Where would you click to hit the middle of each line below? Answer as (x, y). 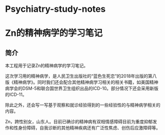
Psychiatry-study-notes (55, 9)
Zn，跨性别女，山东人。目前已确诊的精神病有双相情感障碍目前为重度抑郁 (79, 122)
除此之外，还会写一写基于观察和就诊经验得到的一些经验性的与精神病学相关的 (83, 105)
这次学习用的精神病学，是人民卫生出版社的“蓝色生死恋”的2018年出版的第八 (81, 76)
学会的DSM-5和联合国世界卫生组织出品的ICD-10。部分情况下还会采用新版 (84, 88)
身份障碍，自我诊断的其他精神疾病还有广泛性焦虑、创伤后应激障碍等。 (89, 128)
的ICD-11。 (16, 95)
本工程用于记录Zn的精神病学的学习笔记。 (47, 66)
